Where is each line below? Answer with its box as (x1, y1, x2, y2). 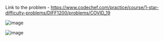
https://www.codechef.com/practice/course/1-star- (50, 5, 159, 10)
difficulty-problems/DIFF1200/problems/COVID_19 (5, 10, 111, 16)
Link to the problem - (5, 5, 50, 10)
